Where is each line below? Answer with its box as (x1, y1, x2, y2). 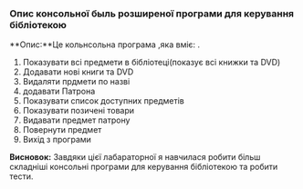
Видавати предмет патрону (22, 114, 131, 125)
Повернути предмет (22, 124, 102, 135)
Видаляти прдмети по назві (22, 76, 131, 87)
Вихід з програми (22, 134, 91, 145)
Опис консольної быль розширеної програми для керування (9, 7, 295, 20)
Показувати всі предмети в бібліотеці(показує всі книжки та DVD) (22, 57, 281, 68)
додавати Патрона (22, 85, 96, 97)
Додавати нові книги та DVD (22, 66, 134, 77)
